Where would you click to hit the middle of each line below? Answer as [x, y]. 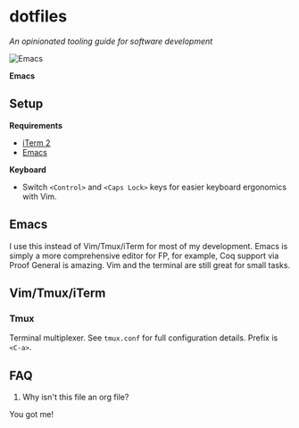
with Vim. [39, 196]
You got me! [31, 415]
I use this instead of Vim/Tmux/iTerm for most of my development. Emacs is [149, 246]
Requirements [36, 125]
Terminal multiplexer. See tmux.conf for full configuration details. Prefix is [144, 338]
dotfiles [38, 17]
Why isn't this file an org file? [75, 397]
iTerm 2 [36, 143]
